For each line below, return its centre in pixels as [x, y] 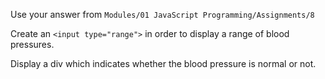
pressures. [32, 44]
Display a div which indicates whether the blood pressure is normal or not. [163, 63]
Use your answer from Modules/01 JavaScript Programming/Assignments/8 [162, 14]
